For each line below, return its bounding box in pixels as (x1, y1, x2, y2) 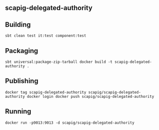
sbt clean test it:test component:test (5, 34, 87, 38)
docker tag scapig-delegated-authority (5, 90, 87, 94)
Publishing (5, 77, 39, 85)
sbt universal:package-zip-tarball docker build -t (5, 59, 113, 65)
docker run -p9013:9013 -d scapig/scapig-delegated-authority (5, 120, 135, 125)
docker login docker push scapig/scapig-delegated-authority (26, 94, 154, 99)
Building (5, 20, 31, 29)
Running (5, 107, 32, 116)
